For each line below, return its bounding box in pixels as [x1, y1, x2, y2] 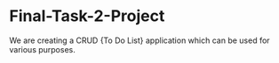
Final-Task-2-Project [9, 6, 165, 26]
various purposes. [9, 44, 76, 54]
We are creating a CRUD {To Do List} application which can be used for [9, 35, 270, 45]
